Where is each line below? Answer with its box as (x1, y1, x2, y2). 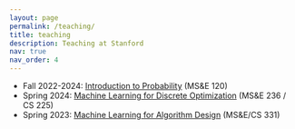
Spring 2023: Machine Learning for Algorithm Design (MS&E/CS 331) (22, 110, 280, 120)
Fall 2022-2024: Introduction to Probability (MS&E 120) (22, 81, 229, 91)
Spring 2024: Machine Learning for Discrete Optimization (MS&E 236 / (22, 90, 287, 101)
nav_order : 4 (9, 55, 59, 64)
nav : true (9, 47, 47, 56)
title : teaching (9, 30, 71, 39)
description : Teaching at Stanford (9, 38, 144, 48)
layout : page (9, 13, 59, 23)
